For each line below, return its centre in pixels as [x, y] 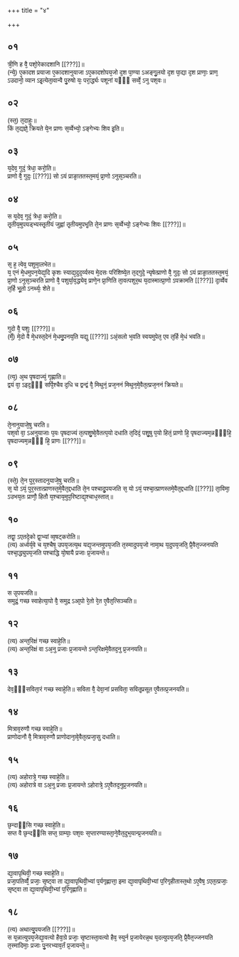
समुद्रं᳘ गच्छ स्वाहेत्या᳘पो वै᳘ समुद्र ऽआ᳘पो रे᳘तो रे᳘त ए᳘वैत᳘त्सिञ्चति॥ [72, 600]
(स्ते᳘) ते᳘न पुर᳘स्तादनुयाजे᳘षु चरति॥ [43, 481]
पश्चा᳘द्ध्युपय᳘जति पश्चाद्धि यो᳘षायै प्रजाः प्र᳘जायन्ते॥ [58, 553]
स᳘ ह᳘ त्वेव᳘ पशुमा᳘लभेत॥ [31, 265]
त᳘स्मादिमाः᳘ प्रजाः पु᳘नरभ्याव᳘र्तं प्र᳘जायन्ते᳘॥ [48, 945]
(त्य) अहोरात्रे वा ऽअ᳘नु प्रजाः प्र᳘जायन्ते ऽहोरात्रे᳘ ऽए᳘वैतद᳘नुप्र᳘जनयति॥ [77, 785]
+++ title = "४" [28, 10]
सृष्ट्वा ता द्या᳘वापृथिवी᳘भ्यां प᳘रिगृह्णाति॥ [47, 889]
